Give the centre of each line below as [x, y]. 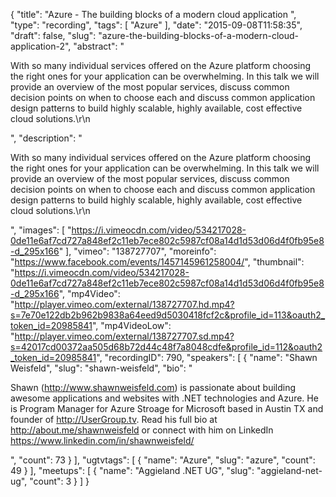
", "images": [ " [41, 230]
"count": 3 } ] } [59, 481]
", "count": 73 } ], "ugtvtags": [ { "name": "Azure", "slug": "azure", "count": [163, 460]
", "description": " [46, 138]
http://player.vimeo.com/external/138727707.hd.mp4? [124, 304]
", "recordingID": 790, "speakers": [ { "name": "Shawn [207, 357]
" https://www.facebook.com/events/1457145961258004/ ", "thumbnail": [157, 262]
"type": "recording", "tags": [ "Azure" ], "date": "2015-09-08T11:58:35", [156, 25]
